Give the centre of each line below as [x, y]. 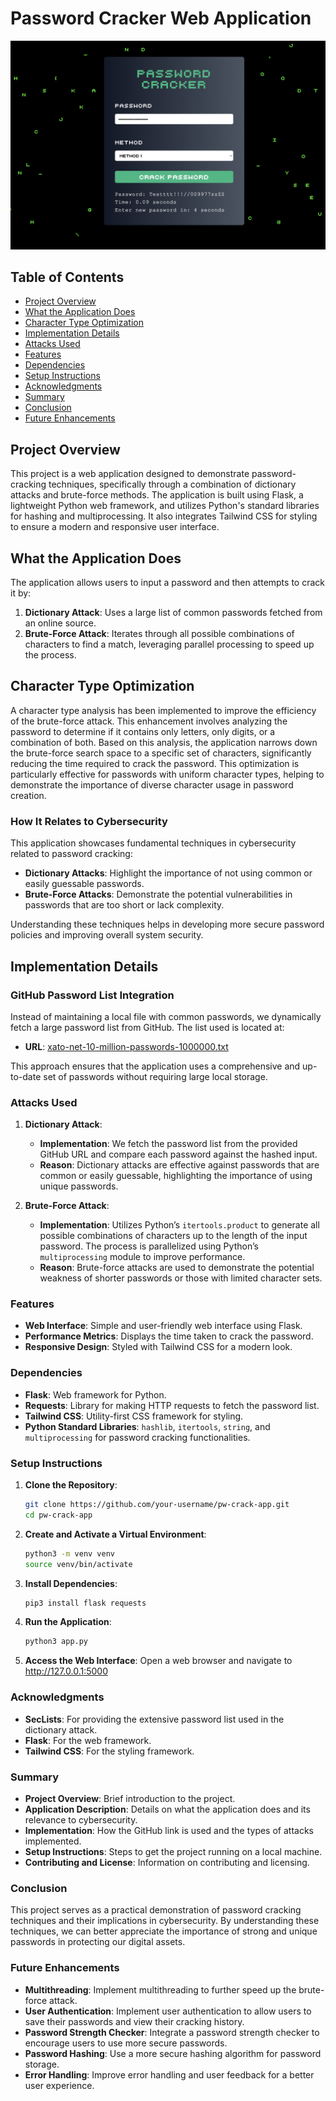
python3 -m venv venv [70, 1553]
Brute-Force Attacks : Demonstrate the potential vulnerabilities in [158, 894]
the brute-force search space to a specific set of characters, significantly [161, 753]
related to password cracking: [71, 854]
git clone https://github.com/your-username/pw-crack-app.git [157, 1505]
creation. [28, 795]
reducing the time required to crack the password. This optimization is [155, 763]
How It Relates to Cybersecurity [89, 821]
